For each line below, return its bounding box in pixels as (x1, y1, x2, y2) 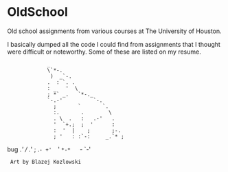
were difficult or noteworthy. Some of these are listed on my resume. (7, 47, 201, 56)
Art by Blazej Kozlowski (10, 158, 81, 165)
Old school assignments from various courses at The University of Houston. (7, 27, 222, 35)
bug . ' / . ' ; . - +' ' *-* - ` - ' (7, 145, 91, 153)
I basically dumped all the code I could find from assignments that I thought (7, 40, 221, 48)
